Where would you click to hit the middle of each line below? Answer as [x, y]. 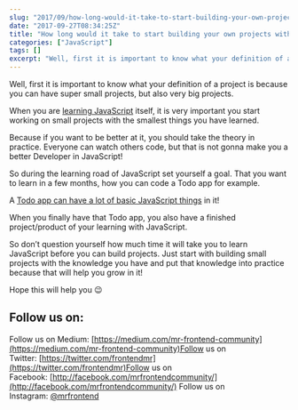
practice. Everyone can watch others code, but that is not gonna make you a [149, 147]
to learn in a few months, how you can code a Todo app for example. [135, 183]
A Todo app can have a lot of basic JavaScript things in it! [114, 200]
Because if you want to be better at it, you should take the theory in [132, 137]
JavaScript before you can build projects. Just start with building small [138, 253]
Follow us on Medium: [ [52, 339]
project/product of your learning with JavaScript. [98, 227]
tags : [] [25, 51]
